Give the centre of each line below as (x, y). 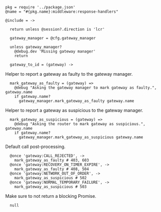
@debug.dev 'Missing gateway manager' (55, 51)
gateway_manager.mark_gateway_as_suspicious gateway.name (81, 137)
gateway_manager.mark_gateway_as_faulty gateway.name (76, 101)
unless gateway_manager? (36, 47)
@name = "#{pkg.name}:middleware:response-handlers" (62, 12)
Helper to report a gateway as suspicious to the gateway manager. (74, 110)
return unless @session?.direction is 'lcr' (57, 29)
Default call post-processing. (35, 147)
